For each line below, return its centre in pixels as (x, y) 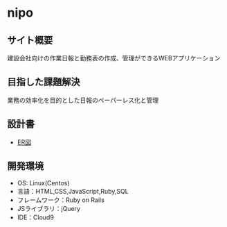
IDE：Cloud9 (35, 217)
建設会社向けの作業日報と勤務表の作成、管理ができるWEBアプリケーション (114, 58)
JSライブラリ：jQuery (49, 209)
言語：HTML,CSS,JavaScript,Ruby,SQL (73, 192)
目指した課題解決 (44, 82)
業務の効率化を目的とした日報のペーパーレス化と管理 (83, 100)
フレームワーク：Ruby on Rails (61, 200)
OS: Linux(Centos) (44, 183)
